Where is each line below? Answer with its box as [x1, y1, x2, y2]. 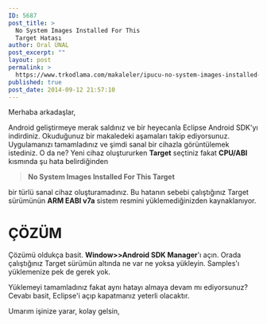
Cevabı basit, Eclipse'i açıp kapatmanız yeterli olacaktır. [8, 291, 190, 301]
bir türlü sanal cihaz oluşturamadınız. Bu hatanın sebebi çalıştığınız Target [8, 188, 249, 197]
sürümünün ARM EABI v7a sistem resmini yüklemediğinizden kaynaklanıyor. [8, 196, 257, 205]
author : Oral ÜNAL [8, 41, 69, 49]
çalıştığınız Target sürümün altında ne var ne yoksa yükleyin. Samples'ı [8, 259, 240, 268]
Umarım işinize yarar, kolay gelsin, [8, 306, 120, 316]
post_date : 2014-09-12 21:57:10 [8, 85, 115, 94]
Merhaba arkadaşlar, [8, 107, 76, 117]
